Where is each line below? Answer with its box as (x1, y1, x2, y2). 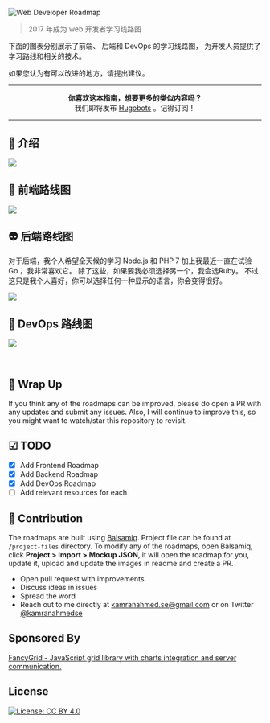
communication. (8, 661, 62, 671)
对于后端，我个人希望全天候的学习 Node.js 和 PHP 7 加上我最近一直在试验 (8, 256, 252, 265)
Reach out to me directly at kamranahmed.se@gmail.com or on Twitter (19, 599, 254, 609)
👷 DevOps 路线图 (8, 317, 93, 331)
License (8, 684, 49, 699)
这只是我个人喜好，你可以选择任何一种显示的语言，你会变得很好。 (8, 276, 227, 286)
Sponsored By (8, 631, 80, 645)
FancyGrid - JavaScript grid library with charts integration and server (8, 652, 237, 663)
